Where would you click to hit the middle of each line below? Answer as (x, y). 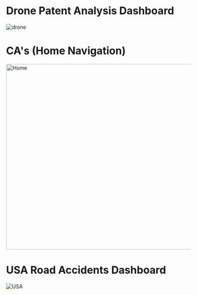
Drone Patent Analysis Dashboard (90, 11)
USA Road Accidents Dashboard (86, 270)
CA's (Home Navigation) (66, 51)
